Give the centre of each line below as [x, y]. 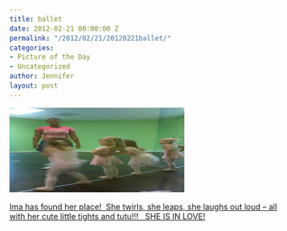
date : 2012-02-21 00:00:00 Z [64, 28]
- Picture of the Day [50, 57]
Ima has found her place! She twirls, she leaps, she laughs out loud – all [143, 207]
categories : [32, 48]
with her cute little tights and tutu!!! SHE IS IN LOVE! [107, 216]
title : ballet [36, 19]
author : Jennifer [42, 77]
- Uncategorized [40, 67]
